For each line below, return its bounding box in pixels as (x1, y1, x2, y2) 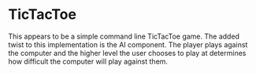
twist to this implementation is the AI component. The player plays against (8, 39, 248, 49)
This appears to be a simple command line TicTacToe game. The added (8, 31, 240, 41)
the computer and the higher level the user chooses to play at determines (8, 48, 247, 57)
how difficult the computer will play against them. (8, 57, 168, 66)
